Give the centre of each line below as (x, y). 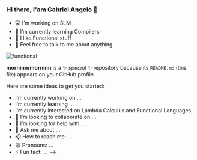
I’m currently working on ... (48, 98)
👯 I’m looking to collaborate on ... (56, 117)
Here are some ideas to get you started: (56, 86)
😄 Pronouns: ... (34, 145)
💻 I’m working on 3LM (43, 23)
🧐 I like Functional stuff (43, 38)
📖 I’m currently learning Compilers (57, 32)
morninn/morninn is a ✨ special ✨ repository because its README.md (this (97, 68)
